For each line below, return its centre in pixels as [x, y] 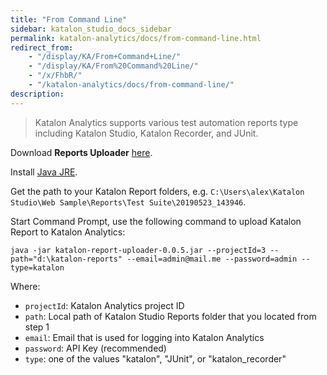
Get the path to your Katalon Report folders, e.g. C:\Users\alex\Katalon [157, 191]
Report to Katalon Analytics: [68, 232]
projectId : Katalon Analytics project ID [104, 305]
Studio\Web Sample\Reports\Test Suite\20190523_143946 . [128, 202]
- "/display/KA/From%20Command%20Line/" [113, 66]
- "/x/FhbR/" [55, 76]
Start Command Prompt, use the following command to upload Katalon [156, 221]
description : [37, 94]
